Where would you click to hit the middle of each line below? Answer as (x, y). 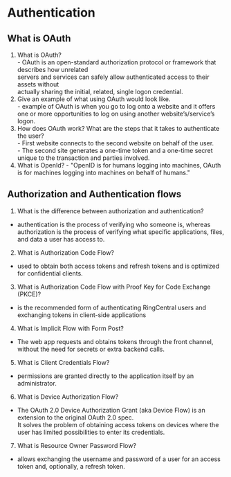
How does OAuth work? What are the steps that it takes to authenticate (118, 128)
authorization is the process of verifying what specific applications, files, (121, 232)
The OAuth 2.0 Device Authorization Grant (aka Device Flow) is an (111, 410)
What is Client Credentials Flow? (63, 362)
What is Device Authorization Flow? (68, 397)
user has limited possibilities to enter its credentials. (91, 432)
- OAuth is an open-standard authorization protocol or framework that (117, 62)
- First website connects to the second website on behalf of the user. (115, 143)
